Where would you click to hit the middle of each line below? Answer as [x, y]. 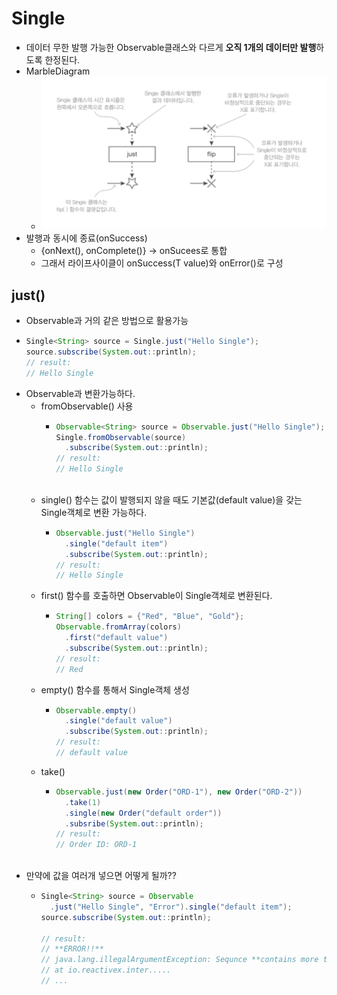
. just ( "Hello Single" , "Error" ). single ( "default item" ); [171, 907]
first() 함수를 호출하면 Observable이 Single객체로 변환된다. [156, 596]
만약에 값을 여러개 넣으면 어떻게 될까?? [101, 875]
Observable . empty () [96, 710]
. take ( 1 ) [83, 802]
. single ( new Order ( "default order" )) [143, 813]
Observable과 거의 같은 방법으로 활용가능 [107, 321]
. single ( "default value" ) [118, 721]
